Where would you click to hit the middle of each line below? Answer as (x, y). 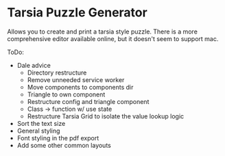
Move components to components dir (80, 87)
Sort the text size (41, 123)
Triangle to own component (66, 94)
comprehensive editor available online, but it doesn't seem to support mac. (113, 38)
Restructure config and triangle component (88, 101)
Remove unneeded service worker (76, 79)
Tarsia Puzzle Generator (77, 13)
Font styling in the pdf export (58, 138)
